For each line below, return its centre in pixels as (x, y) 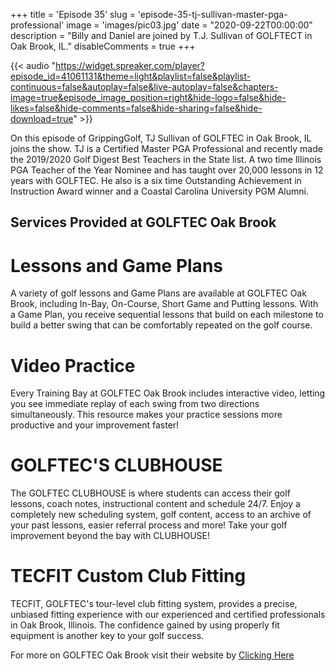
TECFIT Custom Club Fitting (128, 576)
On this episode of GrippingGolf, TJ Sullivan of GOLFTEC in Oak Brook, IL (161, 138)
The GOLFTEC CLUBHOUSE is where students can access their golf (150, 493)
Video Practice (73, 365)
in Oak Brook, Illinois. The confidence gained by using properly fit (145, 625)
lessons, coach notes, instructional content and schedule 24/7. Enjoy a (155, 504)
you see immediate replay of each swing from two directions (135, 404)
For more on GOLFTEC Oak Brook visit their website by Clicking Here (152, 655)
